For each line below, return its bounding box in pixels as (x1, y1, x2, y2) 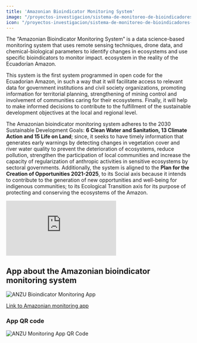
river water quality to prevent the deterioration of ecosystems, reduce (6, 145, 175, 152)
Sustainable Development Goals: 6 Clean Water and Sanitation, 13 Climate (6, 127, 188, 134)
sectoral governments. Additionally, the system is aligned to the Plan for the (6, 164, 189, 171)
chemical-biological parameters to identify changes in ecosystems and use (6, 48, 188, 55)
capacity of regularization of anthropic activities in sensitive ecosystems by (6, 158, 189, 165)
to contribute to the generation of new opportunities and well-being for (6, 176, 177, 184)
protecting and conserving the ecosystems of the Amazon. (6, 189, 148, 196)
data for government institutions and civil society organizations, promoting (6, 84, 186, 91)
